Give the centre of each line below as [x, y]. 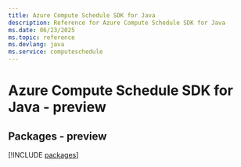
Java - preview [58, 107]
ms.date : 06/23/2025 [42, 30]
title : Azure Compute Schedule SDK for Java [82, 15]
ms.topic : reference [42, 37]
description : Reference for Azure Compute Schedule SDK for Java [117, 23]
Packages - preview [58, 136]
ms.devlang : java [36, 45]
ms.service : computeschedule [56, 52]
